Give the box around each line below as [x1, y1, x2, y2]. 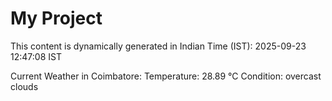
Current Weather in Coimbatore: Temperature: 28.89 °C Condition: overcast [10, 70, 322, 82]
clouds [10, 80, 39, 92]
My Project [10, 7, 103, 30]
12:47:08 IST [10, 50, 62, 62]
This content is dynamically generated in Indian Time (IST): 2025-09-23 [10, 40, 307, 52]
